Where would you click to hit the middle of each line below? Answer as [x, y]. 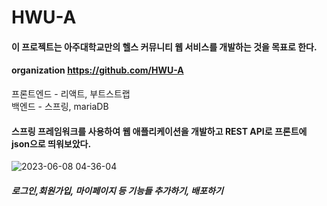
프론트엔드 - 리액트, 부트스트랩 [71, 93]
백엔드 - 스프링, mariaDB [60, 106]
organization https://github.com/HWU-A [97, 70]
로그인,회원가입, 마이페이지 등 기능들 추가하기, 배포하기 [117, 190]
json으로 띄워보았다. [51, 143]
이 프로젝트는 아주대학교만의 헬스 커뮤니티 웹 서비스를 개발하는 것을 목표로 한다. [164, 47]
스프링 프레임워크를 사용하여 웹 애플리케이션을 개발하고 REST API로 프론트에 [159, 131]
